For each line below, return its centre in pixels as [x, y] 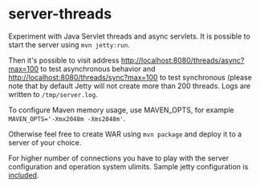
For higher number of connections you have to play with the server [119, 158]
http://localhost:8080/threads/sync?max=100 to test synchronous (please [130, 77]
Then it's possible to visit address [64, 60]
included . [24, 175]
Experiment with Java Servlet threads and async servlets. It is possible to [129, 36]
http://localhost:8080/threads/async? [183, 60]
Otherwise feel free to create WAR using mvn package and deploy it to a [125, 134]
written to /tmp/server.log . [53, 94]
